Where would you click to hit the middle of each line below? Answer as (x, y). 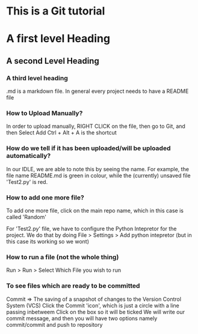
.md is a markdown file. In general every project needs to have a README (97, 91)
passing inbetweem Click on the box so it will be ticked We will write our (96, 312)
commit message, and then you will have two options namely (82, 318)
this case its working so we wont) (48, 241)
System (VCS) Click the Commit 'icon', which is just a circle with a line (93, 305)
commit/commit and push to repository (54, 324)
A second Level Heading (53, 61)
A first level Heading (58, 39)
